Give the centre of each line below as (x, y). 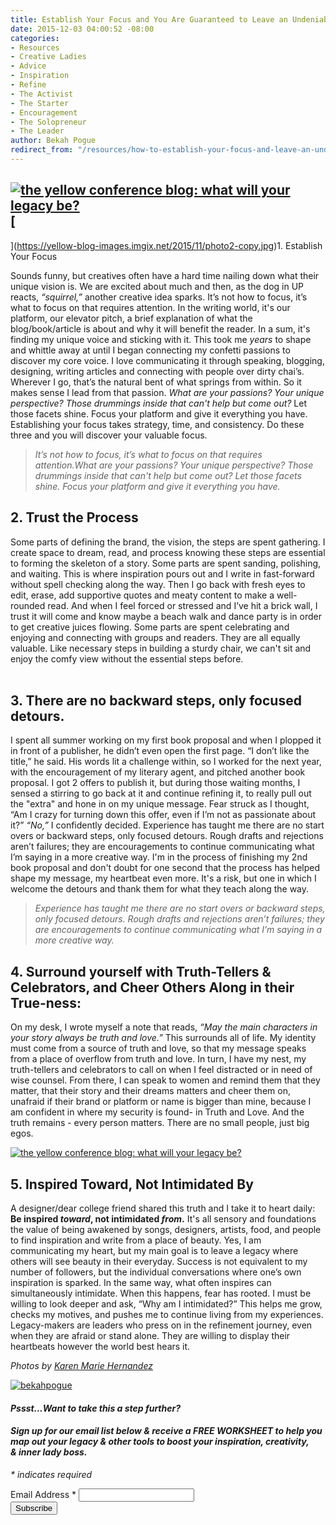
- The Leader (37, 131)
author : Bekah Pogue (53, 141)
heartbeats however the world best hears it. (100, 1346)
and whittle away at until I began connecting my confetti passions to (150, 350)
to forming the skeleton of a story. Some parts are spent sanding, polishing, (166, 563)
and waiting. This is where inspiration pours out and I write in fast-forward (162, 573)
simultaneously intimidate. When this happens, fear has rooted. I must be (161, 1293)
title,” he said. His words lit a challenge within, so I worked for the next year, (166, 762)
